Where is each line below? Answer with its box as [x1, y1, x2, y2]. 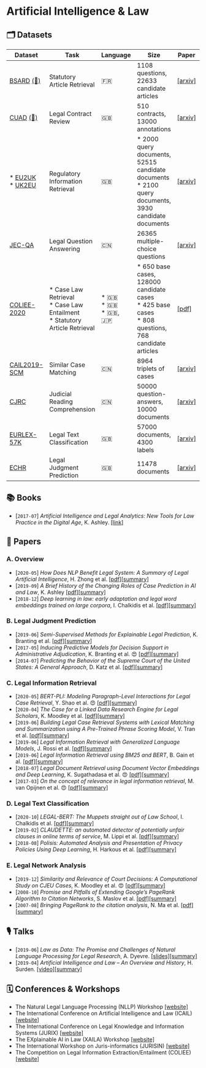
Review [48, 117, 71, 125]
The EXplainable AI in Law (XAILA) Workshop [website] [15, 1036, 155, 1043]
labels [137, 446, 154, 454]
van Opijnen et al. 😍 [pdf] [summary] [15, 784, 109, 792]
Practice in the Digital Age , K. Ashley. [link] [15, 518, 124, 526]
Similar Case [48, 361, 86, 369]
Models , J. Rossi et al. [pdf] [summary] [15, 745, 112, 752]
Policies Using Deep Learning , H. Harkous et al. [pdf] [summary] [15, 846, 177, 853]
